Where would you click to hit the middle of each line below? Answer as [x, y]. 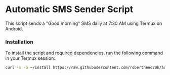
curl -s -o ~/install [28, 68]
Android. [14, 28]
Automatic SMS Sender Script [69, 9]
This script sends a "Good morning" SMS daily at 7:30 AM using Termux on [84, 23]
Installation [19, 42]
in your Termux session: [30, 58]
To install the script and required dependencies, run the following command [84, 53]
